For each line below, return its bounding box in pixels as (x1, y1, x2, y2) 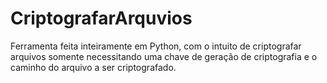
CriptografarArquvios (10, 7, 193, 30)
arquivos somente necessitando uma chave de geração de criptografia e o (10, 50, 318, 62)
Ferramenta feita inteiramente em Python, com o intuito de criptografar (10, 40, 302, 52)
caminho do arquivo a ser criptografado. (10, 61, 177, 73)
